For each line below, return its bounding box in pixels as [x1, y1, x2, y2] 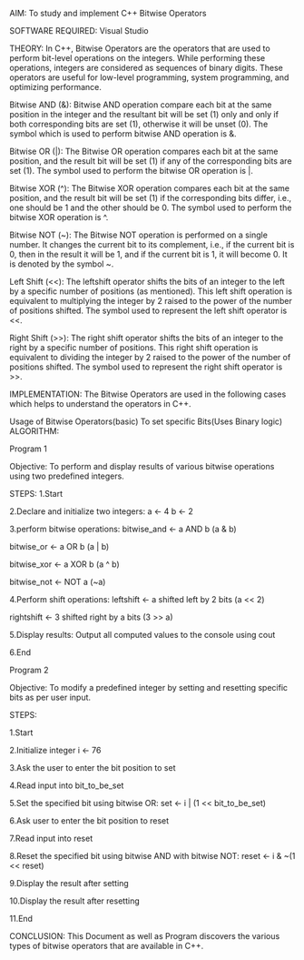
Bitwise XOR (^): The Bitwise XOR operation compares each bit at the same [9, 183, 290, 194]
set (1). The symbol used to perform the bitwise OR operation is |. [9, 166, 254, 176]
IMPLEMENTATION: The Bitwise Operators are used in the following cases [9, 389, 287, 399]
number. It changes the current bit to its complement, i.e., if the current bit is [9, 239, 295, 249]
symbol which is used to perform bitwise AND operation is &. [9, 128, 238, 139]
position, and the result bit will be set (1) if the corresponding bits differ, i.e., [9, 193, 292, 203]
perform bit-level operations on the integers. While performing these [9, 53, 266, 63]
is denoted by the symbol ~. [9, 258, 114, 269]
